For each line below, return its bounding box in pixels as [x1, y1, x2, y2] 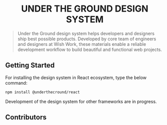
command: [5, 80, 28, 86]
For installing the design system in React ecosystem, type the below [5, 74, 147, 81]
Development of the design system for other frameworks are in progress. [5, 98, 157, 104]
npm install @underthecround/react [5, 89, 80, 95]
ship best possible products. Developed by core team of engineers [17, 36, 156, 42]
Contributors [5, 113, 47, 121]
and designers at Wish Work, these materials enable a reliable [17, 41, 146, 47]
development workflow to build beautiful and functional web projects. [17, 46, 162, 52]
